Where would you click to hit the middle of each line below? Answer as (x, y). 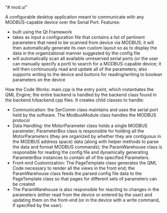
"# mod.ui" (16, 7)
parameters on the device (39, 80)
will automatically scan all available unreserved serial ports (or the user (85, 58)
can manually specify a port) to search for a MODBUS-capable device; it (87, 64)
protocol (21, 120)
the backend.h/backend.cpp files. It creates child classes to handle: (75, 100)
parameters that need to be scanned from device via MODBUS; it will (83, 42)
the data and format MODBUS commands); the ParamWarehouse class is (87, 147)
